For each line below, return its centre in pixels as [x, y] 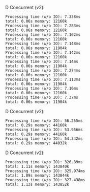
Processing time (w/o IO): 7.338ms [43, 17]
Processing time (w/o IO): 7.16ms [42, 89]
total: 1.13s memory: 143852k [37, 184]
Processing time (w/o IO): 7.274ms [43, 71]
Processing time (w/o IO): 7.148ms [43, 44]
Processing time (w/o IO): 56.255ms [44, 121]
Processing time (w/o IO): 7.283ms [43, 26]
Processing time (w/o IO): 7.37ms [42, 97]
